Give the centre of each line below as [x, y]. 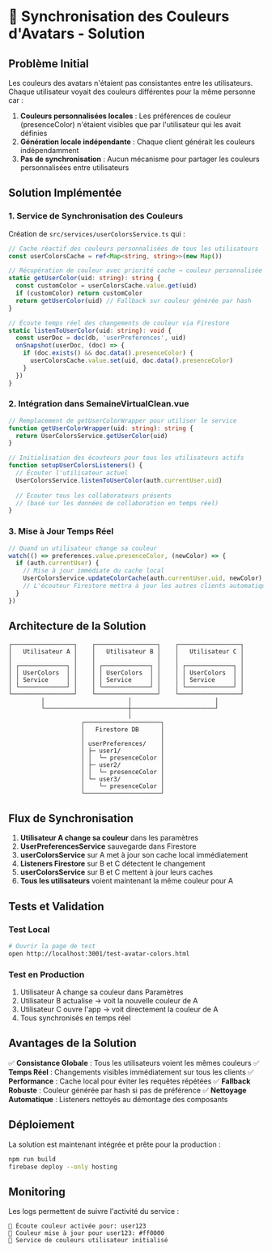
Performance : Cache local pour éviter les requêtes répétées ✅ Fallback [130, 1081]
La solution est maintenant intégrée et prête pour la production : [115, 1144]
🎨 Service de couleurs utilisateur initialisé [88, 1241]
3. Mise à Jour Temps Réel [61, 531]
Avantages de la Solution [72, 1043]
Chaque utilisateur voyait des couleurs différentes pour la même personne [132, 92]
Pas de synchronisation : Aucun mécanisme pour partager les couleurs [140, 159]
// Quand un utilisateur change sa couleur [83, 548]
